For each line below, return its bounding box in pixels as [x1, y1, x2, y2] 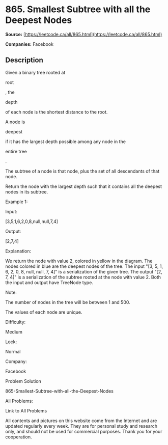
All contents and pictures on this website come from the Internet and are [5, 418, 157, 424]
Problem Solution [5, 378, 42, 384]
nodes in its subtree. [5, 188, 48, 194]
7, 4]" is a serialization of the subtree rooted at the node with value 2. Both [5, 274, 161, 280]
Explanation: [5, 248, 32, 254]
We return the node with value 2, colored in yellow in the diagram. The [5, 258, 153, 264]
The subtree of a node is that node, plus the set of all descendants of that [5, 168, 160, 174]
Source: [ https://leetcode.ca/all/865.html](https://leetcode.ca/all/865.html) [5, 31, 162, 37]
